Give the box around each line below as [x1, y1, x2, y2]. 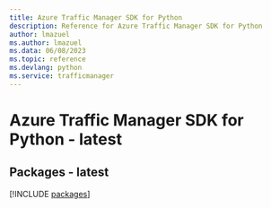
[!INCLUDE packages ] [9, 188, 91, 199]
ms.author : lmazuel [9, 38, 83, 48]
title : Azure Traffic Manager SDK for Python [9, 13, 182, 22]
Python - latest [9, 129, 123, 149]
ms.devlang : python [9, 64, 83, 73]
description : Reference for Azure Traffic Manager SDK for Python [9, 22, 263, 30]
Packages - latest [9, 165, 109, 180]
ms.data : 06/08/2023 [9, 47, 87, 56]
